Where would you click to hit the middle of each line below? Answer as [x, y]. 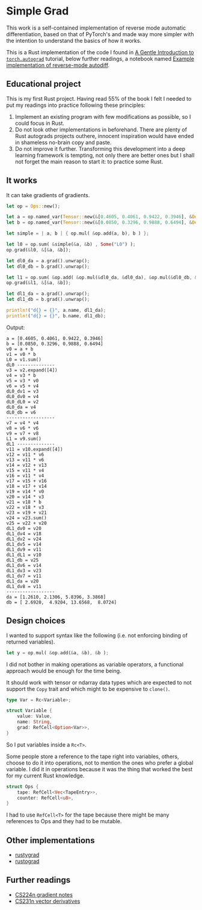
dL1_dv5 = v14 [24, 544]
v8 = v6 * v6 [23, 428]
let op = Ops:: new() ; [33, 206]
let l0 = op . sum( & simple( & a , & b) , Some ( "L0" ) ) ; [71, 245]
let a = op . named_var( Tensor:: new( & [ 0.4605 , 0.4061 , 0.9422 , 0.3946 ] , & [99, 217]
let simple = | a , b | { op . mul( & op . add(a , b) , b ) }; [78, 233]
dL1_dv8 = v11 [24, 586]
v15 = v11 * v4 [25, 470]
